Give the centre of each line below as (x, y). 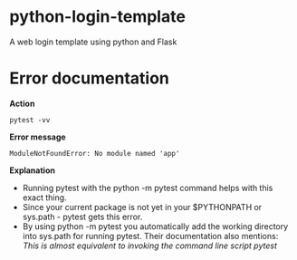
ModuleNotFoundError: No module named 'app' (95, 153)
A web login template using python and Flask (93, 42)
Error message (38, 137)
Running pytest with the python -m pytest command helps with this (148, 188)
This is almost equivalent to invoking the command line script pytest (150, 246)
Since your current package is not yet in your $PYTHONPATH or (142, 207)
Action (22, 103)
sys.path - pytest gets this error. (82, 217)
